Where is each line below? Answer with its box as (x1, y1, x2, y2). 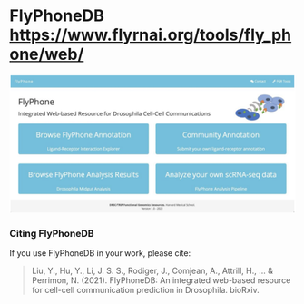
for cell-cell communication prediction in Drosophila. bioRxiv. (31, 285, 260, 296)
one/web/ (9, 44, 84, 64)
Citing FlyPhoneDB (9, 227, 94, 240)
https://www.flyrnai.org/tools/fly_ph (9, 25, 292, 45)
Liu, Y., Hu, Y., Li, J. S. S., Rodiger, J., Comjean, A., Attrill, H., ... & (31, 265, 274, 277)
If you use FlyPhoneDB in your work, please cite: (9, 248, 191, 259)
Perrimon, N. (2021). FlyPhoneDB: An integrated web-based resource (31, 275, 291, 286)
